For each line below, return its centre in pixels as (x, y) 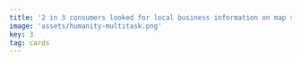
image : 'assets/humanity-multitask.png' (86, 26)
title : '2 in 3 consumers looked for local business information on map (148, 17)
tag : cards (30, 43)
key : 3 (21, 34)
